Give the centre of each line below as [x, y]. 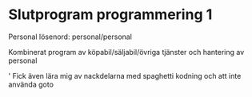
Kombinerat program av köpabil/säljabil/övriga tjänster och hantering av [126, 52]
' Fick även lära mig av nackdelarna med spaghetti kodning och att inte [125, 76]
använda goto [31, 84]
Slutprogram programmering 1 [110, 15]
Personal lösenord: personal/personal [70, 37]
